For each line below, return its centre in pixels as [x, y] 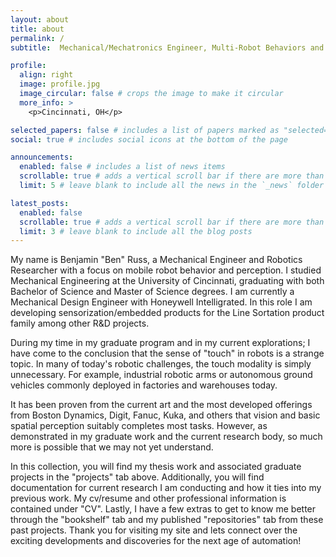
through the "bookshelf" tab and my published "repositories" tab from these [167, 520]
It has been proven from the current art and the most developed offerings [161, 405]
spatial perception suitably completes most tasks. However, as [139, 426]
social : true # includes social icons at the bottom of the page [149, 139]
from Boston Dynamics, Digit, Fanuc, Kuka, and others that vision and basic [165, 415]
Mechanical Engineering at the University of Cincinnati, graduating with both [167, 281]
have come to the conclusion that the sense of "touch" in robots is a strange [167, 353]
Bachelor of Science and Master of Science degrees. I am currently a [152, 292]
